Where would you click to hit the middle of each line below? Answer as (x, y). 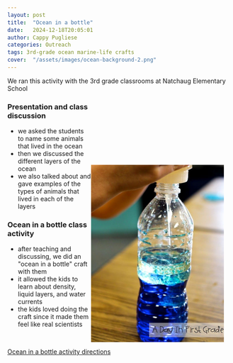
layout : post (27, 15)
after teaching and (44, 249)
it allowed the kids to (48, 279)
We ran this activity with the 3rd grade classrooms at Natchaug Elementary (117, 81)
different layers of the (49, 161)
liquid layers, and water (52, 294)
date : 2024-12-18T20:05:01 (50, 30)
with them (32, 272)
